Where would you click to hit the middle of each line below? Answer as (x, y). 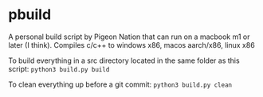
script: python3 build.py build (59, 68)
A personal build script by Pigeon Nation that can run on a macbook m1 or (129, 37)
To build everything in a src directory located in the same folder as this (124, 60)
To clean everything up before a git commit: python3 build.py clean (120, 84)
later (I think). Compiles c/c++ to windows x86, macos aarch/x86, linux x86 (131, 45)
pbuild (30, 15)
